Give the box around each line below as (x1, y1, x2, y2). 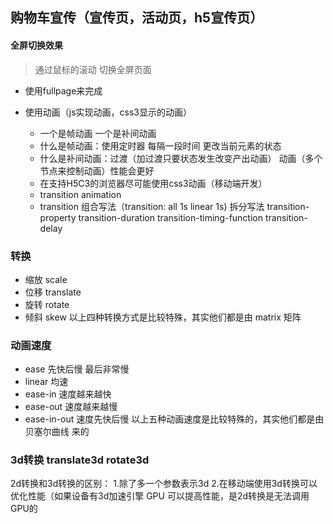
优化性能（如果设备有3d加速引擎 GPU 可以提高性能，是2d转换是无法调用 (10, 490, 310, 502)
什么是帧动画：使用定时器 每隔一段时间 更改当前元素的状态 (39, 139, 282, 152)
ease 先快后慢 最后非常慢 (24, 363, 130, 375)
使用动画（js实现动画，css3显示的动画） (24, 106, 193, 118)
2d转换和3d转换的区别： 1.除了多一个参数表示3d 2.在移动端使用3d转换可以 (10, 478, 318, 490)
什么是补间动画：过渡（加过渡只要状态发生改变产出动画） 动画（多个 (39, 152, 323, 164)
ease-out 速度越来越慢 (24, 401, 118, 413)
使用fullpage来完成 (24, 84, 103, 97)
